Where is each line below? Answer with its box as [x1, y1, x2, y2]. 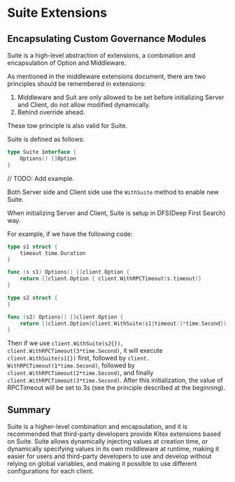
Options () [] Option [20, 155, 77, 162]
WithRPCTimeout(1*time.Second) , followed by [7, 361, 135, 370]
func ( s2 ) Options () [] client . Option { [7, 313, 124, 321]
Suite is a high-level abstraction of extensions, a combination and [7, 51, 196, 59]
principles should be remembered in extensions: [7, 80, 146, 88]
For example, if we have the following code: [7, 229, 133, 238]
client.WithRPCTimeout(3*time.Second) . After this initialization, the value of [7, 376, 224, 385]
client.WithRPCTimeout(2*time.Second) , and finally [7, 369, 154, 377]
